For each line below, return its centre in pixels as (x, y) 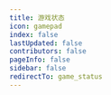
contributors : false (48, 52)
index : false (34, 34)
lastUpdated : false (46, 43)
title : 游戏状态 (37, 18)
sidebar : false (38, 69)
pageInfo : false (40, 60)
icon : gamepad (36, 26)
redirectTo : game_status (56, 77)
